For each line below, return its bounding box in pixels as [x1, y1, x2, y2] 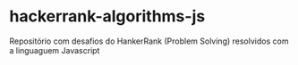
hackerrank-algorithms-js [9, 6, 206, 27]
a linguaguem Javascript [9, 45, 100, 55]
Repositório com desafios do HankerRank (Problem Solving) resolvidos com [9, 36, 289, 46]
